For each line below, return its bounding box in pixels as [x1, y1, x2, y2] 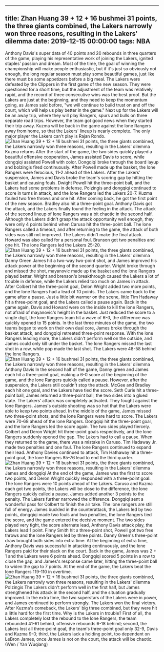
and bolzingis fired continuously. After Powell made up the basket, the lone [5, 164, 156, 170]
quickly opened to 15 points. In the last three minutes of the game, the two [5, 320, 154, 326]
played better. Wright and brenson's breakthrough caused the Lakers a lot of [5, 273, 159, 279]
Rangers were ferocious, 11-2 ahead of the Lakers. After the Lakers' [5, 169, 141, 175]
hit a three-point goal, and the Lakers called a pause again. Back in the [5, 299, 147, 305]
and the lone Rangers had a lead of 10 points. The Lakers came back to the [5, 288, 156, 294]
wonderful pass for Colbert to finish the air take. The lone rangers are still [5, 501, 153, 507]
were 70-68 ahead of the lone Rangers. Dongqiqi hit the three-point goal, [5, 418, 152, 424]
